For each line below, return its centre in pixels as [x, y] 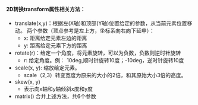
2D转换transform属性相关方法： [46, 9]
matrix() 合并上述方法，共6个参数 [55, 96]
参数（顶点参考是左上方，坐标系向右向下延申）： [96, 31]
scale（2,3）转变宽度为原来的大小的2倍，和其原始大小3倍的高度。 [105, 75]
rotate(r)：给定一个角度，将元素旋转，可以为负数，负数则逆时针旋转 [98, 53]
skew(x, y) [27, 82]
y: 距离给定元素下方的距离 [55, 46]
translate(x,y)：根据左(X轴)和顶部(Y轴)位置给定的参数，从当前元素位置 [101, 23]
